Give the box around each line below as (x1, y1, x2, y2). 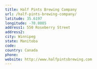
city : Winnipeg (5, 34, 36, 39)
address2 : (5, 30, 25, 34)
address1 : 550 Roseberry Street (5, 25, 70, 30)
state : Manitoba (5, 39, 38, 44)
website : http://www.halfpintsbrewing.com (5, 57, 92, 62)
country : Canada (5, 48, 38, 52)
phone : (5, 52, 18, 57)
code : (5, 43, 16, 48)
